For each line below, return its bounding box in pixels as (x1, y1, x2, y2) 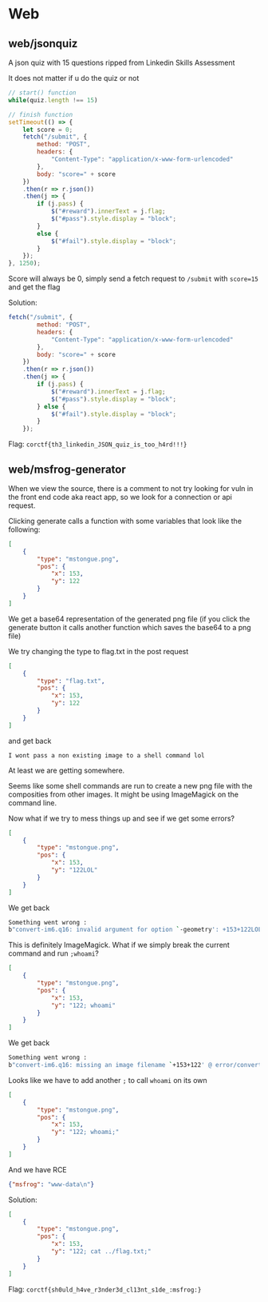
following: (8, 525, 41, 534)
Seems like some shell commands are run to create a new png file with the (8, 781, 253, 790)
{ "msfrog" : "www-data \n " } (8, 1180, 94, 1188)
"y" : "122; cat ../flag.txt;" (50, 1248, 152, 1256)
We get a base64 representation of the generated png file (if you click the (8, 613, 250, 624)
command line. (8, 797, 57, 808)
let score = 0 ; (22, 126, 73, 134)
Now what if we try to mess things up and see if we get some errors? (8, 813, 235, 823)
